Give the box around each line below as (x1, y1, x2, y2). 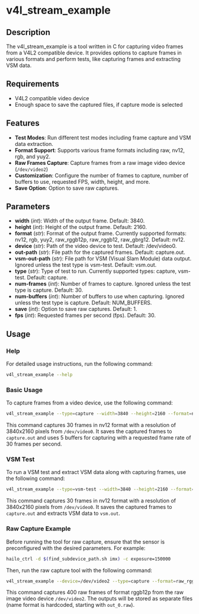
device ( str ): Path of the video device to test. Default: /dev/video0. (14, 243, 177, 250)
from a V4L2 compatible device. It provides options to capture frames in (6, 49, 182, 56)
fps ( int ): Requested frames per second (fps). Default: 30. (14, 312, 156, 319)
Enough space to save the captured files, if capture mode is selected (14, 101, 183, 108)
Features (6, 118, 40, 128)
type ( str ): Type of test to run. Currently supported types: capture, (14, 268, 177, 275)
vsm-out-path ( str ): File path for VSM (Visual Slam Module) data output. (14, 255, 191, 262)
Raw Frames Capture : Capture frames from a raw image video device (14, 159, 185, 166)
